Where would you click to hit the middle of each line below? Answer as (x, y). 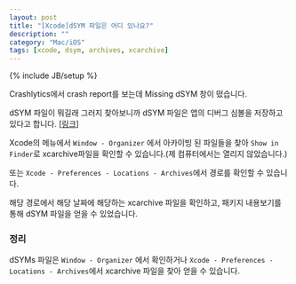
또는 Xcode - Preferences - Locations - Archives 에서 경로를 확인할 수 (137, 173)
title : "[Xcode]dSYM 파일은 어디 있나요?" (81, 26)
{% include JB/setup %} (53, 75)
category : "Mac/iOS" (48, 42)
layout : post (33, 17)
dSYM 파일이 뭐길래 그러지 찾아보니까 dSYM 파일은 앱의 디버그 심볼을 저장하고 (146, 113)
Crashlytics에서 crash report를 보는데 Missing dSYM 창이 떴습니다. (128, 94)
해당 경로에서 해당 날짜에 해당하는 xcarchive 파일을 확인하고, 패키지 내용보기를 (145, 203)
